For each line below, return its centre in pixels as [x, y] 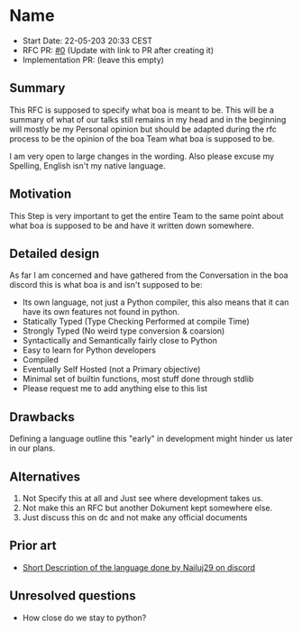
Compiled [40, 360]
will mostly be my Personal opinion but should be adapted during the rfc [143, 129]
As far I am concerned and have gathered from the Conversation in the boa [149, 275]
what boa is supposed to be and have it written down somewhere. [132, 225]
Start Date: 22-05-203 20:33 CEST [87, 41]
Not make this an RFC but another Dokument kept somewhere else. [147, 508]
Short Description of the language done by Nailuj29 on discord [138, 567]
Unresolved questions [73, 596]
